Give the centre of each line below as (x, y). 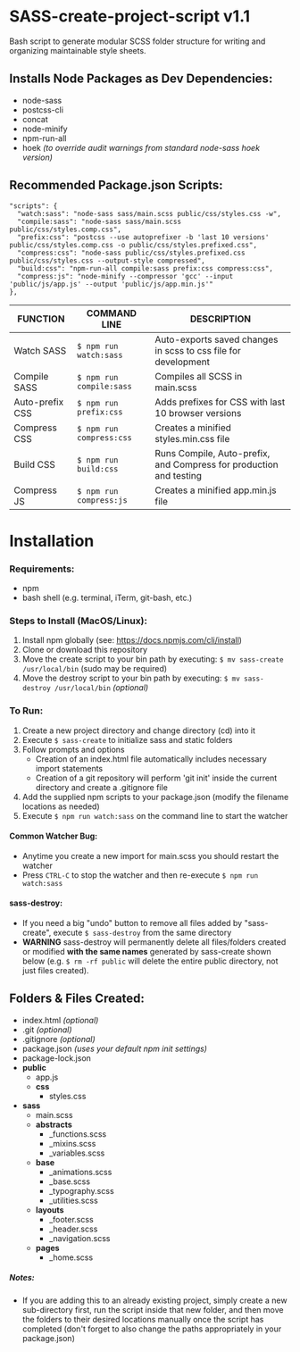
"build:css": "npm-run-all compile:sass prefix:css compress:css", (146, 268)
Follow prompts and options (73, 749)
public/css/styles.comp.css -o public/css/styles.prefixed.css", (133, 245)
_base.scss (70, 1181)
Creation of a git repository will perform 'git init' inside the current (156, 778)
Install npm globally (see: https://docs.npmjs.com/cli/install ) (132, 640)
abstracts (54, 1124)
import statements (69, 768)
